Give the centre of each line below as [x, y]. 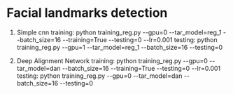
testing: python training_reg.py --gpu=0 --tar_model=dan [99, 76]
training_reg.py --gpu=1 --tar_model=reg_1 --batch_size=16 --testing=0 [120, 47]
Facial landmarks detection [87, 13]
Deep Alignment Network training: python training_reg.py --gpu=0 [112, 60]
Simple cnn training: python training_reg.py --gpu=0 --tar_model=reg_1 [119, 32]
